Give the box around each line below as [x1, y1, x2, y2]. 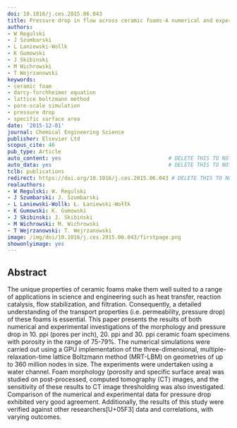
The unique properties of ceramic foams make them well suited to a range [7, 285, 222, 294]
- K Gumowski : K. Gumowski [7, 208, 87, 215]
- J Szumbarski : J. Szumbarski [7, 194, 99, 201]
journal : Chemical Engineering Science [7, 129, 125, 136]
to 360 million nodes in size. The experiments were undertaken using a [7, 360, 214, 369]
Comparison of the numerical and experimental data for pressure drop [7, 390, 212, 399]
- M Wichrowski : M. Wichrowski [7, 220, 99, 227]
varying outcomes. [7, 412, 62, 421]
